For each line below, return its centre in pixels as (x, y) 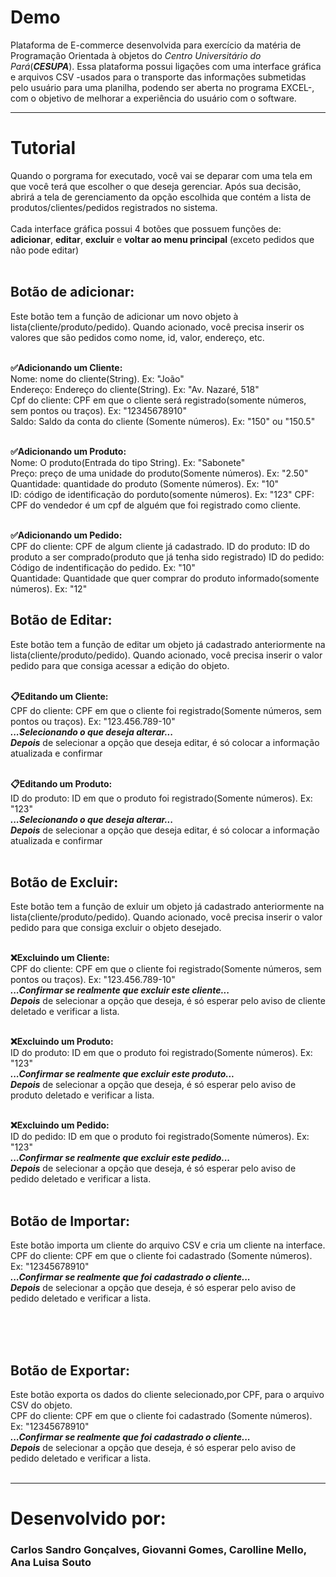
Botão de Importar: (70, 1221)
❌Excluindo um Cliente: (60, 958)
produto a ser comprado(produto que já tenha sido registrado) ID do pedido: (167, 557)
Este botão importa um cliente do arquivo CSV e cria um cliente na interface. (168, 1245)
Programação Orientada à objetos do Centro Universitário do (136, 55)
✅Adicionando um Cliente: (66, 367)
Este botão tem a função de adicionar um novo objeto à (124, 316)
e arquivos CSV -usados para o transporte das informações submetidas (158, 77)
